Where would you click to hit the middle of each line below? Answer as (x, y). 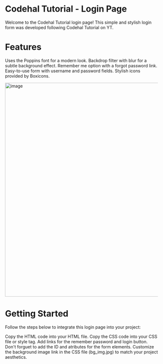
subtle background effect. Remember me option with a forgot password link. (81, 65)
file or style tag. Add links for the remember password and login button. (76, 341)
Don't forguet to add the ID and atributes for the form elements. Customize (80, 347)
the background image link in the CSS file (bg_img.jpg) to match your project (81, 352)
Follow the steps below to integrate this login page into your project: (73, 327)
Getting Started (37, 314)
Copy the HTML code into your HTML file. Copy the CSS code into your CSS (81, 336)
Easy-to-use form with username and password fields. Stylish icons (73, 71)
